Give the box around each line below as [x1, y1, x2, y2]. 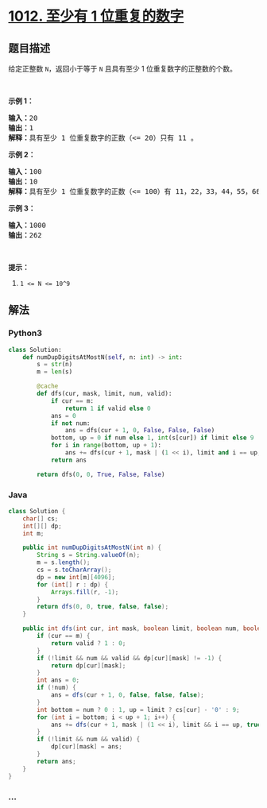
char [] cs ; [22, 514, 59, 523]
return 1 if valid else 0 [64, 404, 151, 412]
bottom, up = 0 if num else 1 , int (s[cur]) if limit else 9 [50, 434, 254, 442]
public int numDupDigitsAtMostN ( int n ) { [22, 543, 161, 552]
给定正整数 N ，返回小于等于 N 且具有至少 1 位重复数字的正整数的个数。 [8, 64, 237, 73]
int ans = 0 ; [37, 676, 80, 684]
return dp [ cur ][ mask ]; [50, 661, 126, 670]
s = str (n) [37, 361, 73, 369]
